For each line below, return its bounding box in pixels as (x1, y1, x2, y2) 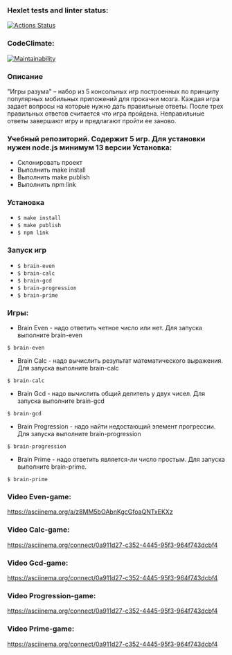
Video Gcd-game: (7, 558, 69, 568)
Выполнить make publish (17, 173, 90, 181)
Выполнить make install (17, 165, 86, 174)
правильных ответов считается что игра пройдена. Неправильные (7, 109, 205, 118)
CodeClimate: (7, 39, 55, 48)
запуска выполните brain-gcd (17, 397, 105, 405)
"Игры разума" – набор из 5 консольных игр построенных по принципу (7, 87, 220, 96)
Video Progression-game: (7, 591, 96, 600)
